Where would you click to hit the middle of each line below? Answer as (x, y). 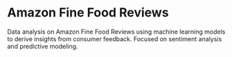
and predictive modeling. (43, 46)
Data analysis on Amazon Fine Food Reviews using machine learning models (116, 32)
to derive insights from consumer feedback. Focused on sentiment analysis (115, 38)
